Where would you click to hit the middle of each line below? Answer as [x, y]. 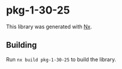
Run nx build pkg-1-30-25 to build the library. [61, 59]
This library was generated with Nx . [49, 27]
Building [21, 45]
